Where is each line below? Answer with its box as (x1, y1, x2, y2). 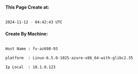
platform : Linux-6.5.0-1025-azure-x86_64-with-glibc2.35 (5, 56, 133, 61)
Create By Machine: (5, 30, 48, 36)
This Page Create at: (5, 4, 49, 10)
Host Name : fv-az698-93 (5, 46, 58, 52)
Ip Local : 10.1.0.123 (5, 65, 56, 70)
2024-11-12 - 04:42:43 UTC (5, 20, 63, 25)
